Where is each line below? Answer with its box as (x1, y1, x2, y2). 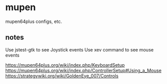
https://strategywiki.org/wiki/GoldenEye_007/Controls (5, 73, 119, 79)
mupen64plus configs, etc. (5, 18, 62, 24)
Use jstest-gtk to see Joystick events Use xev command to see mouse (5, 46, 154, 52)
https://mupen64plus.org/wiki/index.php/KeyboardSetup (5, 62, 125, 68)
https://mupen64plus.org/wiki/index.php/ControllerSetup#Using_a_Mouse (5, 67, 162, 73)
